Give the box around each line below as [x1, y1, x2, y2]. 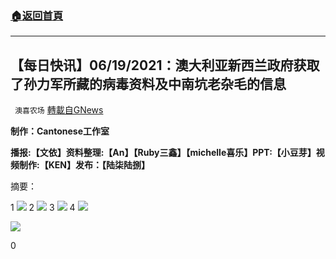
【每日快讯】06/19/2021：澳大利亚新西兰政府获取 [10, 57, 320, 74]
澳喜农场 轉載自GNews [14, 104, 104, 116]
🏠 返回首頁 [10, 8, 64, 22]
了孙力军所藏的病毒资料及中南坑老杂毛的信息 [10, 75, 287, 92]
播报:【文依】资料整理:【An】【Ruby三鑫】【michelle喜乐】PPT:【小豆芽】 [10, 147, 317, 159]
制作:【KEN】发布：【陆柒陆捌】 [18, 159, 150, 171]
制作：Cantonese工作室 [10, 125, 110, 137]
